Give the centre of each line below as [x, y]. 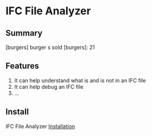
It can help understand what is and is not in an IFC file [80, 80]
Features [22, 66]
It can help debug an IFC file [49, 86]
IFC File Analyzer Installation [40, 126]
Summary [24, 33]
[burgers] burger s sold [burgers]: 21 [50, 47]
